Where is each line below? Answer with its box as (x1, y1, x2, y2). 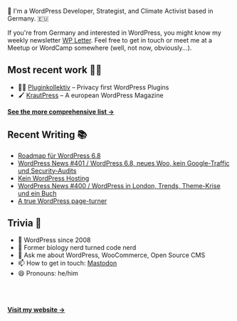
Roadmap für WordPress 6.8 (17, 151, 101, 160)
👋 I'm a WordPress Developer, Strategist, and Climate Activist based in (7, 7, 214, 15)
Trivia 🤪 (7, 217, 42, 229)
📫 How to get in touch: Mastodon (17, 259, 117, 268)
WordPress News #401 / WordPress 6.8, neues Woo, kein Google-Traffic (17, 158, 230, 167)
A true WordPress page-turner (17, 196, 107, 205)
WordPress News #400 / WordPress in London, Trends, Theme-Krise (17, 181, 221, 190)
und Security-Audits (17, 166, 77, 175)
